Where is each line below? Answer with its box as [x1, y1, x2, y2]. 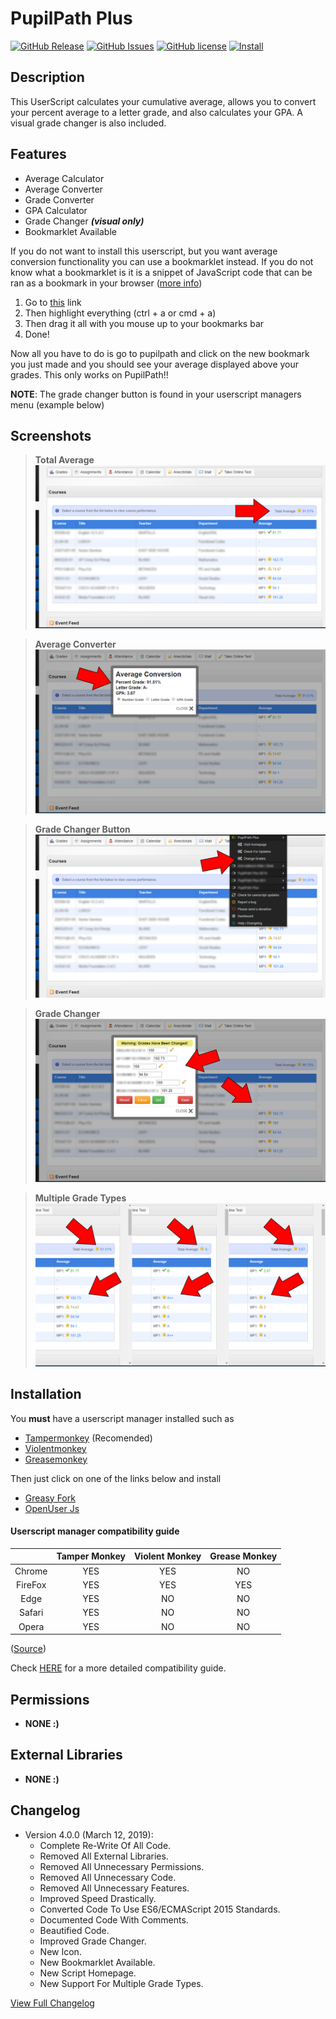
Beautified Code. [39, 1924, 110, 1936]
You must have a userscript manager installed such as [10, 1412, 235, 1424]
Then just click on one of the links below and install [10, 1472, 222, 1484]
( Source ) [10, 1643, 47, 1655]
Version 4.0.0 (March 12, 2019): [24, 1828, 154, 1841]
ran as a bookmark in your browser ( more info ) [10, 277, 203, 289]
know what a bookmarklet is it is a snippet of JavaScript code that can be [10, 266, 313, 278]
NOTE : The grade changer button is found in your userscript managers [10, 388, 302, 400]
